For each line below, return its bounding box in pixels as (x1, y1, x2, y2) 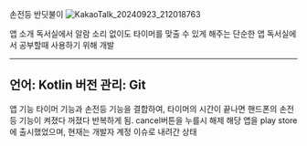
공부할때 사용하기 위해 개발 (18, 40, 115, 50)
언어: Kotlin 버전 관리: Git (9, 78, 146, 93)
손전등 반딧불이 (9, 9, 64, 19)
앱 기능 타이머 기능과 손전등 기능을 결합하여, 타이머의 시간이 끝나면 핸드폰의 (9, 103, 278, 114)
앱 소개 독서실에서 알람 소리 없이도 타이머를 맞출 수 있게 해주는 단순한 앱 (9, 28, 265, 39)
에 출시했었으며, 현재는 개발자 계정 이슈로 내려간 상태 (9, 126, 197, 137)
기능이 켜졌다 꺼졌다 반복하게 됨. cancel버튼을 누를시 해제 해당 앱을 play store (18, 114, 298, 126)
